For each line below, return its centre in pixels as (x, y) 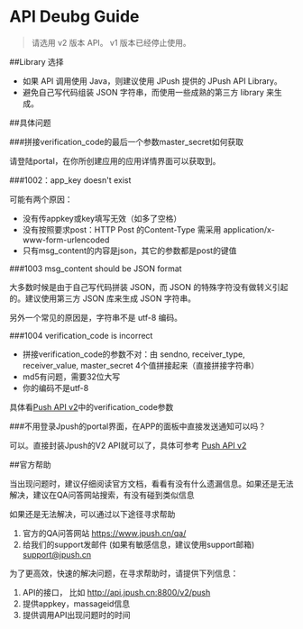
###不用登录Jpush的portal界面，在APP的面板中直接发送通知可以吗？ (138, 426)
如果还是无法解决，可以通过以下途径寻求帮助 (92, 514)
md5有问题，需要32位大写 (71, 377)
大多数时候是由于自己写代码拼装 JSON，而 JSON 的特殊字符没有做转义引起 (149, 287)
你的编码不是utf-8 (55, 387)
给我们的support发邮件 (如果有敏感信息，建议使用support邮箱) (138, 544)
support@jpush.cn (57, 554)
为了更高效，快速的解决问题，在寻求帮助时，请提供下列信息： (124, 573)
